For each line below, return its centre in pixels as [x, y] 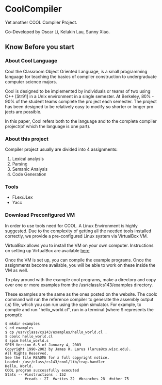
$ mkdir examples [23, 323]
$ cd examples [19, 328]
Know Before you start [40, 47]
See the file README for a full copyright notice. [57, 357]
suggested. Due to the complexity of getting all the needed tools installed [78, 231]
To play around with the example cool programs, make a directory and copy [81, 279]
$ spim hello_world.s [27, 340]
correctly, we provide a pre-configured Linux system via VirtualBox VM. [76, 236]
